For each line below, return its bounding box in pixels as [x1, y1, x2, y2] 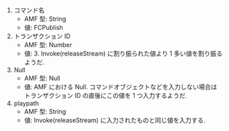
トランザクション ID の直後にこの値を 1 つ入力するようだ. [24, 91, 187, 99]
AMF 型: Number [24, 41, 73, 49]
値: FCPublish [24, 24, 64, 31]
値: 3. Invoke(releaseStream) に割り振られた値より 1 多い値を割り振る [24, 49, 223, 58]
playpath [13, 99, 40, 107]
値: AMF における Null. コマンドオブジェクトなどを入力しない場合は [24, 82, 217, 91]
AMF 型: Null [24, 74, 60, 82]
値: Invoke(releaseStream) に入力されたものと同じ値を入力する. [24, 116, 206, 124]
